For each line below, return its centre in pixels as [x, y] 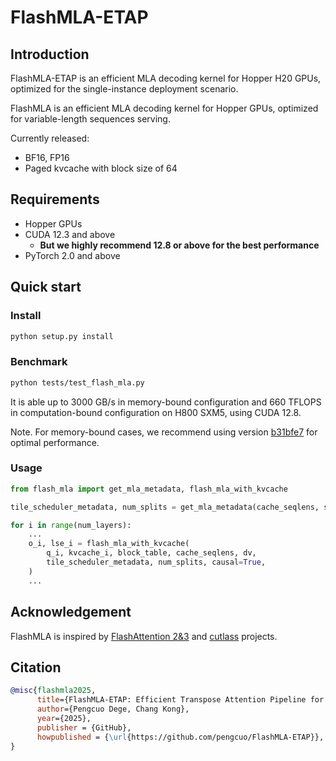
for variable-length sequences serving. [90, 119]
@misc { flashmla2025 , [53, 691]
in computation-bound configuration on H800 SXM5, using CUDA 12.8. [156, 412]
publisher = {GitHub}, [84, 727]
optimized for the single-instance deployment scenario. [124, 89]
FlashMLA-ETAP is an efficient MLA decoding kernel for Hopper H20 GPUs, [166, 78]
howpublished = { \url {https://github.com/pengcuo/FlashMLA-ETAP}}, [180, 737]
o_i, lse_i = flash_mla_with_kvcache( [109, 544]
